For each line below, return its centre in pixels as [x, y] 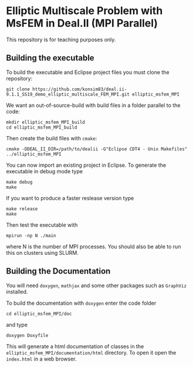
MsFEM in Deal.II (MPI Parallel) [82, 23]
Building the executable [50, 58]
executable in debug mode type [45, 171]
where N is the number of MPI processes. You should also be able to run [94, 246]
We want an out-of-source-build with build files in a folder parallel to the [93, 105]
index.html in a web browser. [41, 359]
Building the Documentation [58, 271]
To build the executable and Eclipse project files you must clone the [88, 72]
